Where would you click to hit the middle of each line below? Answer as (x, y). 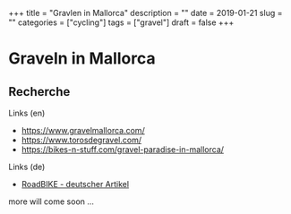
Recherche (39, 92)
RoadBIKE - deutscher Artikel (75, 184)
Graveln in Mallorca (82, 59)
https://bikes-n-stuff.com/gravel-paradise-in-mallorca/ (123, 150)
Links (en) (27, 113)
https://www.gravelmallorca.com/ (83, 130)
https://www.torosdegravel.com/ (81, 140)
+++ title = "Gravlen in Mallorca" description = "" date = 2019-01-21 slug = (145, 13)
